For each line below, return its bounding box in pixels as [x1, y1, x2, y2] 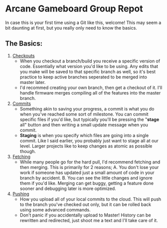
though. [19, 148, 36, 154]
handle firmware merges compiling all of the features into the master [19, 89, 161, 95]
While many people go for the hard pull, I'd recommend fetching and [19, 158, 161, 165]
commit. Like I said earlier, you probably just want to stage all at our [19, 137, 159, 143]
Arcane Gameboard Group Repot [5, 3, 143, 14]
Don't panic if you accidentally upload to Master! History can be [19, 212, 151, 218]
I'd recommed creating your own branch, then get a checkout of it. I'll [19, 84, 163, 90]
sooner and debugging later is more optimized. [19, 185, 116, 191]
